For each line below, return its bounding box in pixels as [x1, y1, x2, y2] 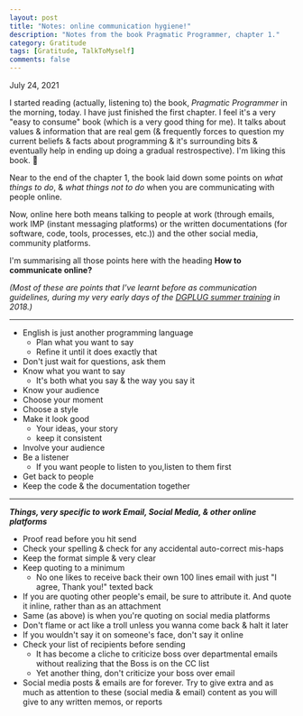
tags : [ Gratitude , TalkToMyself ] [9, 47, 135, 56]
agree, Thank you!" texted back [35, 582, 153, 592]
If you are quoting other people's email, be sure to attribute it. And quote [22, 592, 291, 601]
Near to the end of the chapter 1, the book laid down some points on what [9, 172, 283, 183]
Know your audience [22, 385, 100, 395]
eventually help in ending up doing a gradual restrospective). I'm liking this [9, 145, 286, 156]
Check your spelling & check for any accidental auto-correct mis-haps [22, 543, 284, 554]
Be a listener [22, 452, 69, 463]
